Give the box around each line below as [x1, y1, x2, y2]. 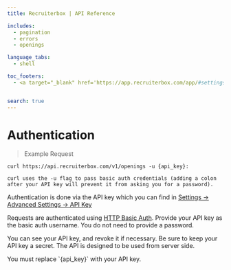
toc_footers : [7, 73, 45, 80]
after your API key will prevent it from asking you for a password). [7, 181, 214, 188]
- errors [13, 35, 38, 42]
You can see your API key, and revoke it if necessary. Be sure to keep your [7, 234, 218, 243]
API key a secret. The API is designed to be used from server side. [7, 242, 195, 250]
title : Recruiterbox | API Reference [7, 10, 115, 17]
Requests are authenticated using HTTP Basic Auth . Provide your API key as [7, 214, 223, 222]
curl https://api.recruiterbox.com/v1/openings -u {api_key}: [7, 163, 189, 170]
